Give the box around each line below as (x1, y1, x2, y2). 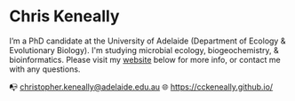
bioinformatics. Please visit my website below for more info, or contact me (9, 54, 282, 65)
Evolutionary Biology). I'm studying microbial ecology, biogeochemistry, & (9, 44, 279, 55)
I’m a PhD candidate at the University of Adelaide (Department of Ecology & (9, 35, 286, 46)
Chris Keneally (9, 6, 120, 27)
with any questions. (9, 64, 81, 74)
